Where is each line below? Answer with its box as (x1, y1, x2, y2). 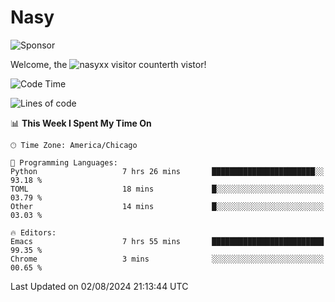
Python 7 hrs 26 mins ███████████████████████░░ (10, 166, 325, 176)
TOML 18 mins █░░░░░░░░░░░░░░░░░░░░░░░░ (10, 184, 325, 194)
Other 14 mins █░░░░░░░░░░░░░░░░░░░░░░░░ (10, 201, 325, 211)
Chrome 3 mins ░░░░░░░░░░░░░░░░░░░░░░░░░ (10, 254, 325, 264)
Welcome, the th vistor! (10, 58, 207, 70)
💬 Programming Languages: (10, 157, 118, 168)
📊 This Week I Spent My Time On (10, 117, 152, 129)
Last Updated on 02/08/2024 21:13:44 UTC (10, 280, 189, 292)
